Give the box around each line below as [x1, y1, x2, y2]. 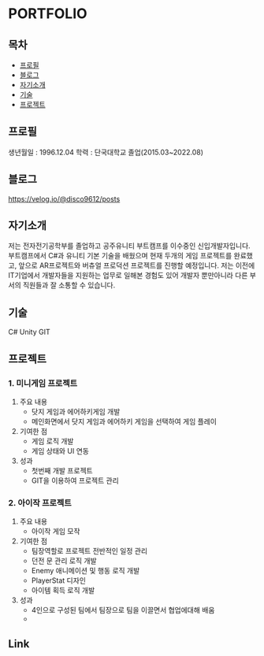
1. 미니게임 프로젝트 [8, 377, 78, 388]
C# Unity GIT [8, 328, 51, 337]
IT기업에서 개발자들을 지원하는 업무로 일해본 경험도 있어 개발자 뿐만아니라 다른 [8, 271, 248, 280]
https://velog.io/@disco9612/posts [8, 194, 121, 203]
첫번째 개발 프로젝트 [31, 465, 93, 475]
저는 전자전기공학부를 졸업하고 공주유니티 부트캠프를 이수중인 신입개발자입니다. [8, 241, 251, 250]
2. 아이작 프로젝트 [8, 497, 73, 508]
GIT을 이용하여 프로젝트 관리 [31, 476, 120, 485]
